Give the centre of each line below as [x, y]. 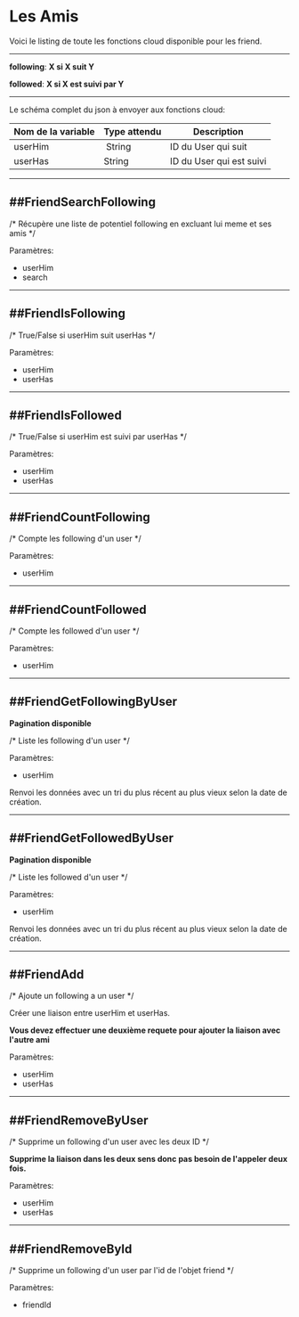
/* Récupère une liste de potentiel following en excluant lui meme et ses [141, 224]
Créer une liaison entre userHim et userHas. [90, 1013]
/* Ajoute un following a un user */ [72, 996]
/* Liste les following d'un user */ [70, 740]
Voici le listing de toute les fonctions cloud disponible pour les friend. [136, 41]
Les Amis [44, 16]
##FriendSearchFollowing [82, 202]
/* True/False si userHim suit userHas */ [82, 335]
